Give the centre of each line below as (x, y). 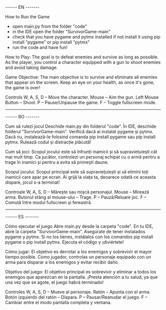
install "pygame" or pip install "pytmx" (51, 42)
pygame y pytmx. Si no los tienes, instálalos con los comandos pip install (79, 237)
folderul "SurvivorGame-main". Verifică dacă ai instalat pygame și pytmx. (79, 131)
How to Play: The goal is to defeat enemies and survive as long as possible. (82, 57)
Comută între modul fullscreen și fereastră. (49, 202)
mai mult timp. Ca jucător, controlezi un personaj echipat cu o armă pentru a (83, 157)
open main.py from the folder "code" (50, 26)
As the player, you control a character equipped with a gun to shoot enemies (83, 62)
